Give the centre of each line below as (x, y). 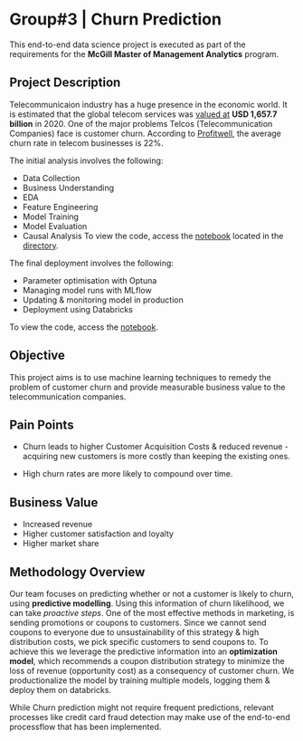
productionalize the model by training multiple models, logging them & (140, 680)
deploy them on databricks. (60, 690)
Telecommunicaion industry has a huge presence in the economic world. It (148, 104)
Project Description (65, 83)
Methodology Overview (77, 572)
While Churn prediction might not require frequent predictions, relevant (142, 707)
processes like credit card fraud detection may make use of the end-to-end (150, 717)
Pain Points (42, 424)
